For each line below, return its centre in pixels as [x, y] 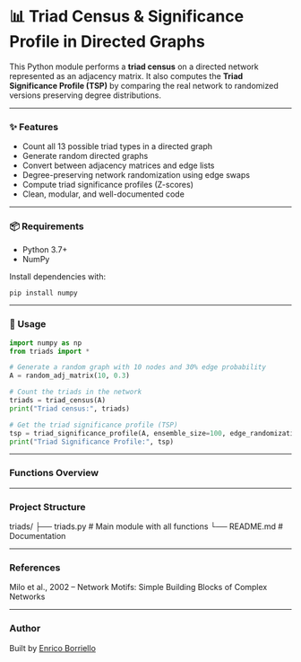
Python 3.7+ [45, 249]
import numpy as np [46, 343]
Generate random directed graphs [85, 156]
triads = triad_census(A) [57, 401]
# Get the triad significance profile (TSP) [94, 425]
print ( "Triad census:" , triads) [69, 409]
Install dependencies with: [58, 276]
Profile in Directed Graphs [107, 42]
